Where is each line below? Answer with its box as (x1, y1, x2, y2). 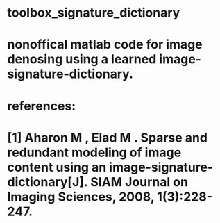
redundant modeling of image (7, 144, 182, 160)
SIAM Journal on (90, 174, 189, 190)
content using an (7, 159, 107, 175)
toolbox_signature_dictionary (7, 5, 180, 21)
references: (7, 98, 76, 114)
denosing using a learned (7, 51, 157, 67)
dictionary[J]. (7, 174, 88, 190)
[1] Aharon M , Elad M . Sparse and (7, 130, 208, 145)
